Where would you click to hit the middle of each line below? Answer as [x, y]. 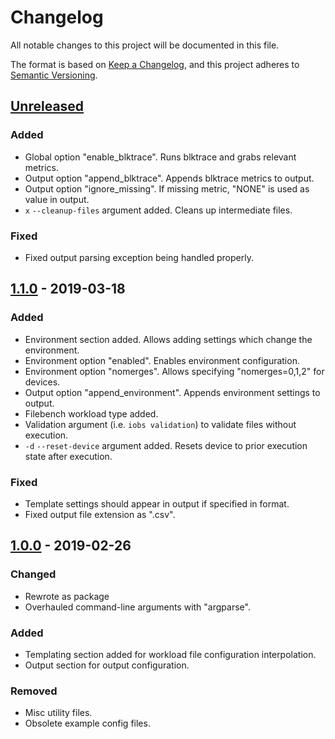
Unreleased [47, 106]
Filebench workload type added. [91, 413]
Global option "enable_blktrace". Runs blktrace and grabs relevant [160, 157]
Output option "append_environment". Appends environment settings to [172, 392]
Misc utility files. [58, 713]
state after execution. [68, 456]
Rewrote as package [67, 596]
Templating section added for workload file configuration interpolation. [170, 654]
